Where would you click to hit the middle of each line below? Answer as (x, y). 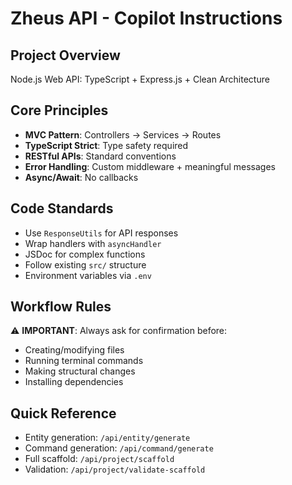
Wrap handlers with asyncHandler (93, 243)
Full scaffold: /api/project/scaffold (99, 459)
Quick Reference (63, 413)
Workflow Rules (61, 307)
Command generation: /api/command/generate (119, 448)
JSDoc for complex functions (85, 254)
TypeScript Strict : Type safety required (106, 145)
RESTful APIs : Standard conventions (100, 156)
